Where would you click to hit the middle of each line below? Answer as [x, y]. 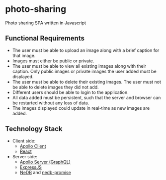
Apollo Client [33, 146]
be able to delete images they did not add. [55, 87]
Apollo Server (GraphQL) [45, 162]
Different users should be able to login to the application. [71, 92]
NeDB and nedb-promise [45, 172]
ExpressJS [31, 167]
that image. [24, 55]
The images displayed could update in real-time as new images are [81, 108]
